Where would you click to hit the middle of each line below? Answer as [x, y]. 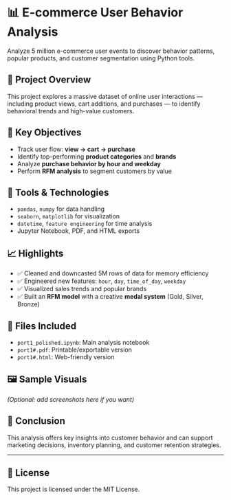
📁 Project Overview [49, 80]
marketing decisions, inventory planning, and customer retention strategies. [114, 445]
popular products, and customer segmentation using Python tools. [101, 58]
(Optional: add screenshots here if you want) [71, 399]
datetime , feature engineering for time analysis [85, 224]
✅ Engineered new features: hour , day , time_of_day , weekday [101, 281]
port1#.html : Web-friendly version [66, 357]
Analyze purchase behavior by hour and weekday [89, 163]
